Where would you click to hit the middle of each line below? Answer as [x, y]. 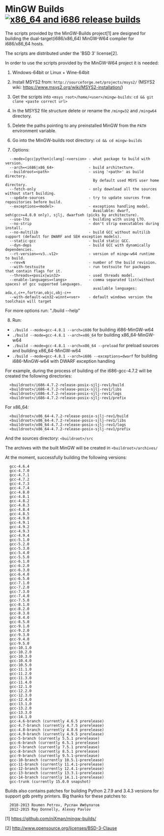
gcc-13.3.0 [21, 712]
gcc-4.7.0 [19, 471]
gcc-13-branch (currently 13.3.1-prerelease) [57, 773]
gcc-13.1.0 [21, 704]
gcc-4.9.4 [19, 535]
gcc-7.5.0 [19, 600]
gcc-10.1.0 [21, 647]
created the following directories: [39, 376]
